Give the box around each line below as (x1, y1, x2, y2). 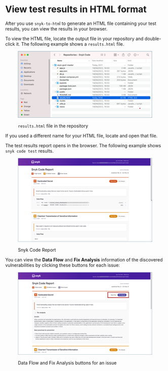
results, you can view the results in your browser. (5, 25, 108, 31)
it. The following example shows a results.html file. (16, 41, 124, 47)
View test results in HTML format (5, 4, 147, 15)
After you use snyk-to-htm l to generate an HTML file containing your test (5, 20, 157, 26)
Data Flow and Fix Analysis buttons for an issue (18, 360, 117, 366)
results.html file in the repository (18, 123, 89, 129)
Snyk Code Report (18, 247, 56, 253)
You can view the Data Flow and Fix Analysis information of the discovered (5, 257, 163, 263)
